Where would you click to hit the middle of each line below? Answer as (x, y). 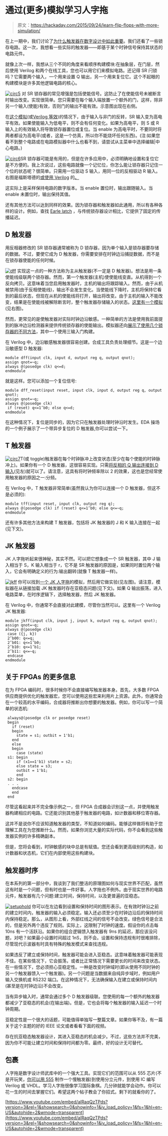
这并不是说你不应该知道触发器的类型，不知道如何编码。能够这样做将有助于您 (84, 824)
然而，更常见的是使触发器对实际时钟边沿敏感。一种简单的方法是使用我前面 (82, 319)
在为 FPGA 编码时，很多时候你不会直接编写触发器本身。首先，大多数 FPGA (82, 690)
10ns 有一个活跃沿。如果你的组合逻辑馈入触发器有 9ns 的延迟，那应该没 (79, 931)
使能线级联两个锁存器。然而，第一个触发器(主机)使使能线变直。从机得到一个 (83, 277)
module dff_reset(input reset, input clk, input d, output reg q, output (84, 390)
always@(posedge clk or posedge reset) (49, 718)
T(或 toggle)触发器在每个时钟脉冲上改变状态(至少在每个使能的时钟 (88, 459)
